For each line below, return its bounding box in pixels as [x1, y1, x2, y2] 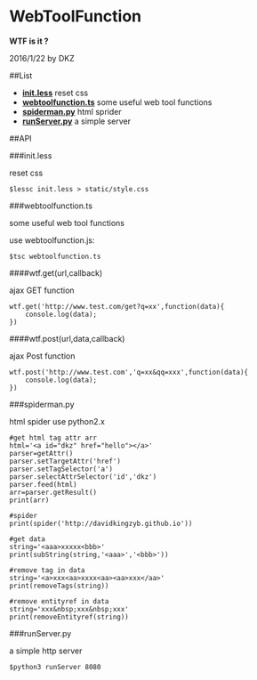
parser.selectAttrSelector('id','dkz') [9, 472, 157, 482]
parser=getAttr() [9, 449, 74, 457]
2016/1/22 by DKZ [9, 53, 75, 63]
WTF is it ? [9, 36, 49, 46]
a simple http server [9, 645, 83, 656]
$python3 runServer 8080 [9, 662, 101, 671]
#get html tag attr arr [9, 433, 98, 442]
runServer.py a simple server [21, 116, 132, 126]
